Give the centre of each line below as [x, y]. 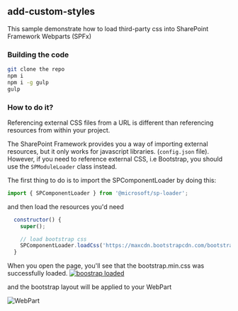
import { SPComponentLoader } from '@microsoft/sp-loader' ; [98, 193]
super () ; [33, 226]
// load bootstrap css [53, 239]
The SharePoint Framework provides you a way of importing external [108, 144]
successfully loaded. [38, 273]
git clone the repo [36, 69]
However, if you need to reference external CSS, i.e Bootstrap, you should [115, 159]
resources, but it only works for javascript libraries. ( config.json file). [108, 151]
